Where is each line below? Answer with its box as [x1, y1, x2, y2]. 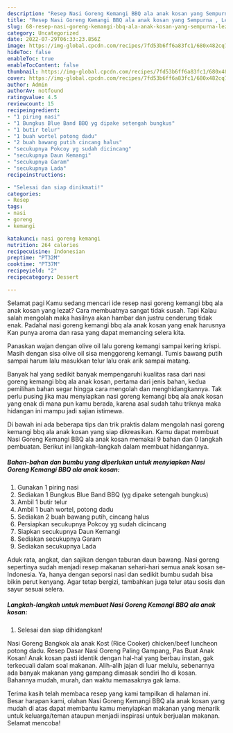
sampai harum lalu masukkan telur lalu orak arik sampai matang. [7, 356, 191, 365]
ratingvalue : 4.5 [7, 94, 58, 101]
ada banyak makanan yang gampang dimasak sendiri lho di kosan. [7, 669, 198, 677]
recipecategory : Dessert [7, 274, 79, 281]
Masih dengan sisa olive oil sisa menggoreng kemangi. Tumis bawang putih [7, 349, 223, 357]
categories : [7, 190, 42, 198]
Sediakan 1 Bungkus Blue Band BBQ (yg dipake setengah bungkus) [17, 490, 209, 499]
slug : [7, 23, 23, 30]
